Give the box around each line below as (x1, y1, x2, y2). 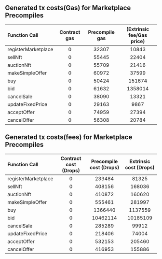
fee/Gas (128, 31, 148, 38)
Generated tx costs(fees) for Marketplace (5, 133, 133, 142)
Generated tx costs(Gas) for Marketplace (5, 4, 131, 12)
